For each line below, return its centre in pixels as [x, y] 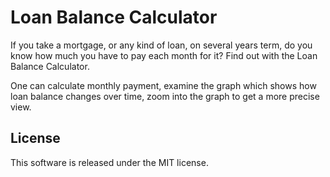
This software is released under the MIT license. [109, 162]
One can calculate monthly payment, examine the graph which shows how [163, 85]
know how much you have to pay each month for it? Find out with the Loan [164, 55]
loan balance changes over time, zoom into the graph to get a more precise [165, 96]
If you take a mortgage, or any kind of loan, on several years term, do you [161, 45]
